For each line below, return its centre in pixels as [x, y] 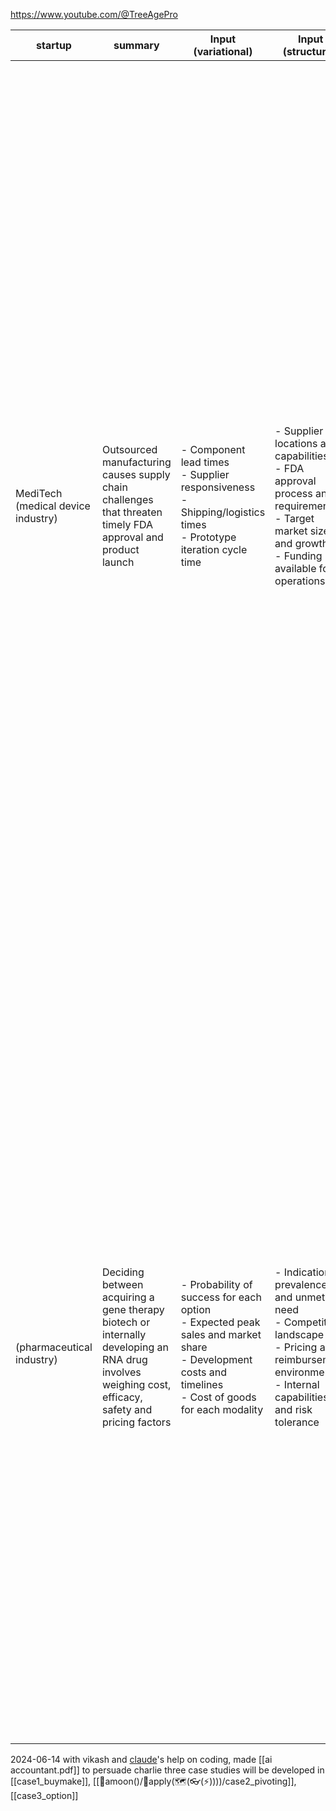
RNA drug [124, 1359]
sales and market [221, 1334]
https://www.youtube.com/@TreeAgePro [94, 14]
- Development [216, 1359]
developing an [135, 1347]
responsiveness [218, 487]
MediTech [39, 493]
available [295, 568]
